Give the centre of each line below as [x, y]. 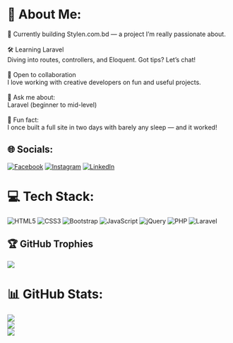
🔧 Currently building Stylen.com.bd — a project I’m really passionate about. [116, 34]
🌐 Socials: [30, 150]
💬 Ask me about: [31, 97]
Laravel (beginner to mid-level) [52, 105]
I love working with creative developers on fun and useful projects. [104, 82]
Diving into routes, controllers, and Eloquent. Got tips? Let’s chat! [102, 59]
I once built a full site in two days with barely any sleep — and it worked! [112, 127]
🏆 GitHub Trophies [50, 244]
